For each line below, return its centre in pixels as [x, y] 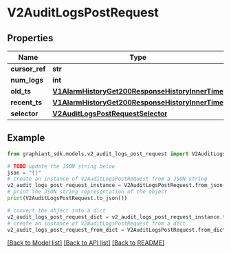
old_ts [21, 91]
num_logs [27, 80]
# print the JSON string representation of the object [87, 192]
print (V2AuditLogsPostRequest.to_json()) [67, 198]
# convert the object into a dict [57, 210]
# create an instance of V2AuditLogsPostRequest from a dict [97, 223]
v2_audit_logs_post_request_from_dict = [66, 230]
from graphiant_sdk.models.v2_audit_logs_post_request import [98, 154]
